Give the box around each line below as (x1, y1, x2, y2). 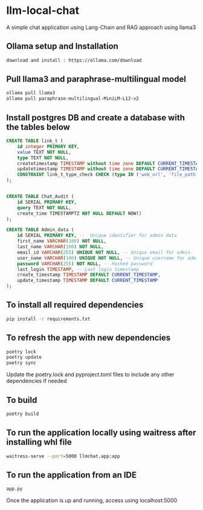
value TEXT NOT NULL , (17, 149, 71, 155)
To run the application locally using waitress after (6, 428, 196, 438)
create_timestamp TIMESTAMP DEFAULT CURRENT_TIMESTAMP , (17, 272, 161, 278)
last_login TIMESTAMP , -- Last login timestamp (17, 266, 139, 272)
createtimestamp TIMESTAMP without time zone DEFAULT (17, 160, 155, 166)
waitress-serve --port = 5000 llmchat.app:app (6, 453, 120, 459)
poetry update (6, 355, 42, 361)
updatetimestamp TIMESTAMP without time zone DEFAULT (17, 166, 155, 172)
